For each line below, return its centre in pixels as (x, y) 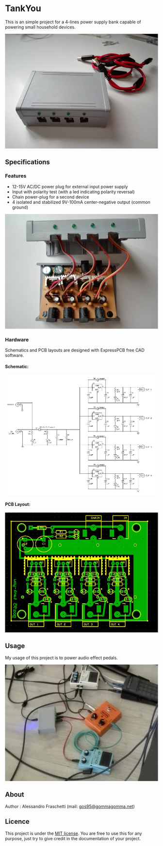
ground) (20, 207)
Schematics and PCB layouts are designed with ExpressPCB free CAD (75, 350)
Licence (17, 821)
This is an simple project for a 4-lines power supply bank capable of (73, 22)
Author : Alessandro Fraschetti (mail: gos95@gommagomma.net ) (70, 806)
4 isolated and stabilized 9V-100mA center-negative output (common (81, 202)
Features (16, 176)
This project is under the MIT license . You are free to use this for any (73, 833)
